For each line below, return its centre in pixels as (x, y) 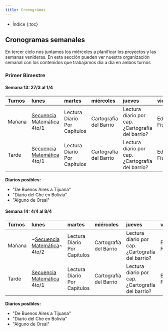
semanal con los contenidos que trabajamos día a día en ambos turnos (78, 63)
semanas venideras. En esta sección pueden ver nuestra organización (77, 57)
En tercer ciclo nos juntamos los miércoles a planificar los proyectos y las (81, 52)
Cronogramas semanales (45, 40)
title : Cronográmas (25, 10)
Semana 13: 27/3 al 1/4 (29, 87)
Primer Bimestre (25, 76)
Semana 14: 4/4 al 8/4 (29, 211)
